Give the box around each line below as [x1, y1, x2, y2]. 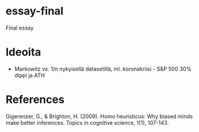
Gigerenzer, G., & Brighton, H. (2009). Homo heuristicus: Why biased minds [5, 113, 194, 120]
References [5, 93, 65, 107]
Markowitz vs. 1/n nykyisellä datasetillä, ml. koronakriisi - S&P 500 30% [14, 65, 192, 72]
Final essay [5, 24, 34, 31]
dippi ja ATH [14, 71, 45, 79]
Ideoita [5, 45, 42, 59]
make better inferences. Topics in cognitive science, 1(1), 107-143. [5, 119, 169, 126]
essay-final [5, 4, 64, 18]
